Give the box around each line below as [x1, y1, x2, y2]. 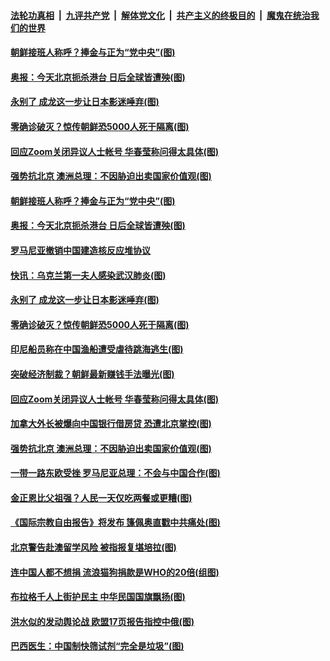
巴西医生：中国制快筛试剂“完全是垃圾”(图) [10, 640, 185, 652]
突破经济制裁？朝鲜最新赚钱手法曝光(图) [10, 368, 175, 380]
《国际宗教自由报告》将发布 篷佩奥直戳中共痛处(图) [10, 516, 221, 529]
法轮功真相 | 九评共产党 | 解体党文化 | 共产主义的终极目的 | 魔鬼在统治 [10, 9, 311, 21]
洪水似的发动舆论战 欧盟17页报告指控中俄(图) [10, 615, 195, 627]
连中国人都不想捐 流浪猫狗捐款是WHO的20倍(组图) [10, 566, 220, 578]
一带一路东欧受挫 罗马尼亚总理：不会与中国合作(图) [10, 467, 221, 479]
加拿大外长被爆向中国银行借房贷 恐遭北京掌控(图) [10, 418, 212, 430]
